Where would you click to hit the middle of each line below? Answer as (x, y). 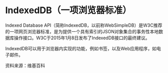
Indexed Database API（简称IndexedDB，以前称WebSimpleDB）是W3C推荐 (84, 25)
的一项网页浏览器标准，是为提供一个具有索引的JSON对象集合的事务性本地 (82, 31)
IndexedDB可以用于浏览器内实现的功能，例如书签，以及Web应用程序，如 (81, 48)
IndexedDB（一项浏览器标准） (68, 10)
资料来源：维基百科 (25, 65)
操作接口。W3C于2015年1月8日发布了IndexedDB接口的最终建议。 (82, 38)
